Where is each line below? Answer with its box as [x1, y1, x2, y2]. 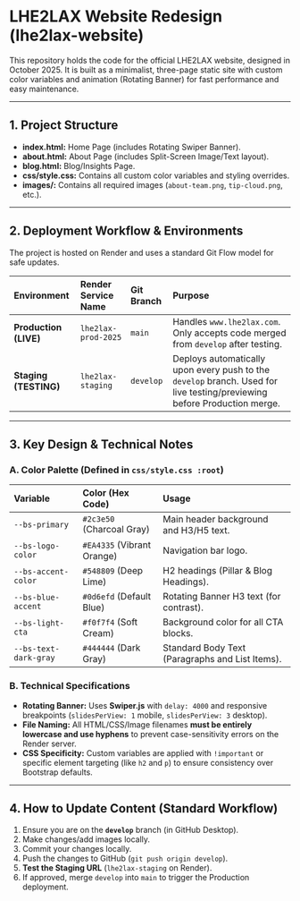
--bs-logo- [13, 541, 60, 551]
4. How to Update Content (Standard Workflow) [9, 801, 279, 816]
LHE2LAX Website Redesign [9, 6, 223, 27]
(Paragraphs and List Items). [162, 653, 282, 666]
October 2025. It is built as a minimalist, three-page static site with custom [9, 64, 283, 75]
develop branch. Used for [172, 374, 279, 387]
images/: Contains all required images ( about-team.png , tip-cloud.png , [21, 179, 283, 190]
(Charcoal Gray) [82, 523, 150, 536]
